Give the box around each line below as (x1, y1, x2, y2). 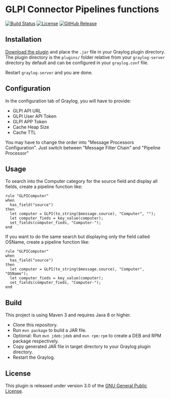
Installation (5, 35, 42, 44)
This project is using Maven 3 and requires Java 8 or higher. (5, 312, 131, 318)
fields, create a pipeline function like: (5, 183, 83, 190)
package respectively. (12, 338, 60, 344)
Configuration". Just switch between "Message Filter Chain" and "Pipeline (5, 144, 161, 151)
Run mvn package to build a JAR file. (12, 327, 87, 333)
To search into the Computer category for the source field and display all (5, 178, 158, 184)
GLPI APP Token (12, 118, 47, 124)
